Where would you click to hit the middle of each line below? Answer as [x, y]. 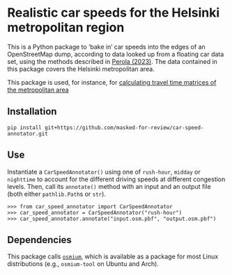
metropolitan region [66, 27]
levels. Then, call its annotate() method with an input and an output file [109, 186]
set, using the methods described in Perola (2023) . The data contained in [113, 61]
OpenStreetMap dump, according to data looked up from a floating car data [116, 54]
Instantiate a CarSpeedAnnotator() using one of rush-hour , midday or [104, 172]
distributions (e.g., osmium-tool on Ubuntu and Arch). [83, 264]
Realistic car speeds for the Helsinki [114, 13]
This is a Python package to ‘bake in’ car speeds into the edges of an [106, 47]
